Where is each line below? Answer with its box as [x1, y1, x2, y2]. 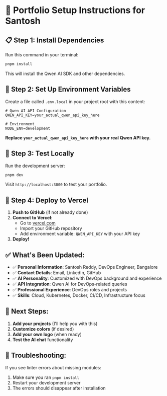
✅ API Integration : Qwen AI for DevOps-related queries [12, 281, 127, 287]
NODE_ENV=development [5, 126, 51, 131]
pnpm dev [5, 172, 24, 178]
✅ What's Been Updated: [5, 251, 85, 259]
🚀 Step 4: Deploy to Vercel [5, 196, 89, 204]
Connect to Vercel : [12, 215, 53, 221]
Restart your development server [12, 379, 81, 385]
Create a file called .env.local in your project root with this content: [5, 98, 145, 105]
